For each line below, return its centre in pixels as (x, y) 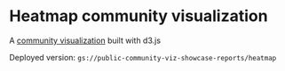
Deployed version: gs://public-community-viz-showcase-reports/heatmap (143, 57)
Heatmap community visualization (139, 16)
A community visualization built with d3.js (85, 40)
